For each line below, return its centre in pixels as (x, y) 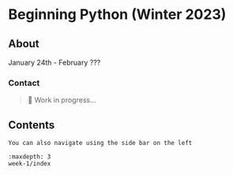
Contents (32, 125)
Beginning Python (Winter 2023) (117, 15)
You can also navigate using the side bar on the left (100, 143)
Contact (24, 83)
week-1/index (30, 164)
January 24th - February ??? (54, 62)
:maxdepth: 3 (30, 157)
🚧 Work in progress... (62, 100)
